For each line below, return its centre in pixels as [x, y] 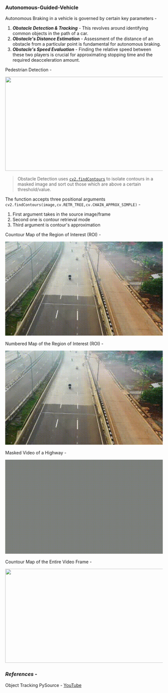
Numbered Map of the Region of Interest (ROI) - [54, 344]
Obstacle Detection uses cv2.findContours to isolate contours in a [85, 179]
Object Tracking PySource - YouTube [43, 685]
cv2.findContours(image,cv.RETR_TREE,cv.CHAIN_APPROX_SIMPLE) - [73, 205]
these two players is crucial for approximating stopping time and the [82, 55]
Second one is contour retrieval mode [51, 220]
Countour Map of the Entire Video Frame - [48, 562]
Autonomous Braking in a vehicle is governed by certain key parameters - [81, 19]
